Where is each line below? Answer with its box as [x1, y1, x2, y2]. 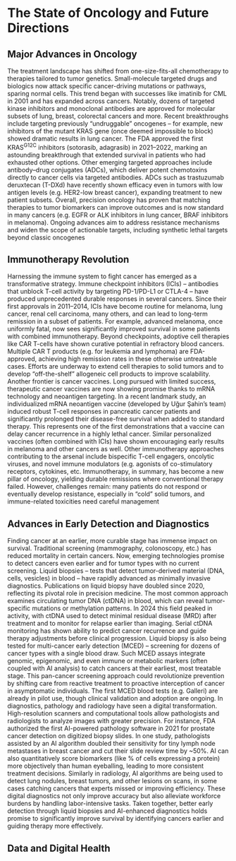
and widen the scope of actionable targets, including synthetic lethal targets [7, 225, 228, 234]
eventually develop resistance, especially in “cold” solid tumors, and [7, 489, 205, 499]
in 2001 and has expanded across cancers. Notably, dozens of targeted [7, 97, 215, 105]
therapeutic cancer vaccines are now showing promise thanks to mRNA [7, 385, 216, 393]
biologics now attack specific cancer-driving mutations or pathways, [7, 82, 206, 90]
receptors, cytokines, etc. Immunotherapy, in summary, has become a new [7, 468, 224, 476]
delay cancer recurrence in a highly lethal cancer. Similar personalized [7, 429, 211, 439]
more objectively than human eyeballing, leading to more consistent [7, 761, 204, 771]
